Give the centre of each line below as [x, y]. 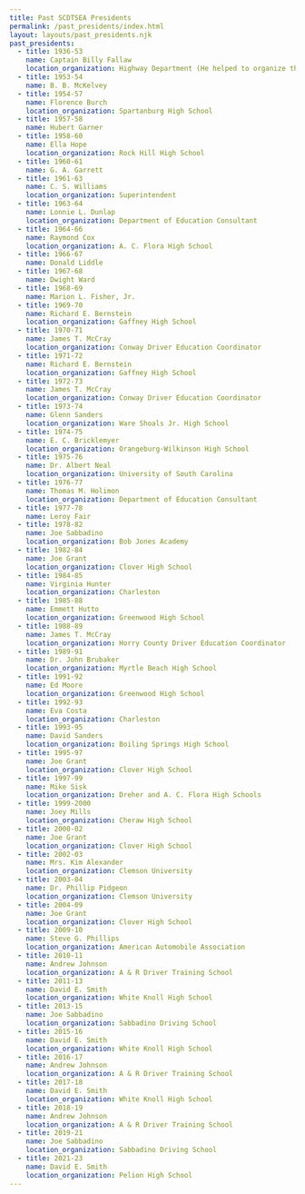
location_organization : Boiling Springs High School [128, 745]
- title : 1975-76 [50, 457]
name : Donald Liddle [64, 263]
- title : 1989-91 [50, 652]
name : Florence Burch [66, 102]
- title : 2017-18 [50, 1082]
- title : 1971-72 [50, 355]
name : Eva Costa [57, 711]
